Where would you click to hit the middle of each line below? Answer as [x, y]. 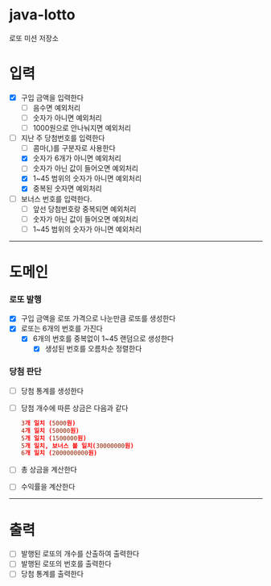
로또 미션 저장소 [34, 38]
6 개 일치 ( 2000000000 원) [59, 453]
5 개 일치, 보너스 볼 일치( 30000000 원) [77, 446]
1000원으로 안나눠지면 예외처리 [82, 128]
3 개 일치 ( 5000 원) [48, 423]
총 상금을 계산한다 [49, 470]
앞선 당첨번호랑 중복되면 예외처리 [84, 209]
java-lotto [42, 15]
